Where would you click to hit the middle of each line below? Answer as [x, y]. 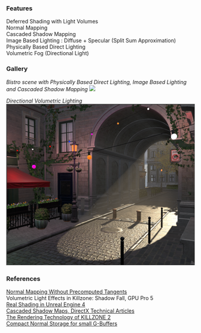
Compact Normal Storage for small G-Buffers [62, 324]
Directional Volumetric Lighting [44, 101]
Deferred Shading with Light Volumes [52, 22]
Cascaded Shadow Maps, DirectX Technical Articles [70, 311]
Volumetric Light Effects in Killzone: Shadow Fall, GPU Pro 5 [80, 298]
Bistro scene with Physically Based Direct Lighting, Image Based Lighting [97, 82]
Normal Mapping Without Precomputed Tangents [67, 292]
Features [19, 8]
